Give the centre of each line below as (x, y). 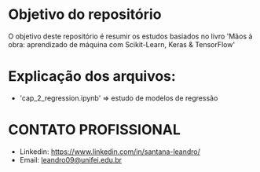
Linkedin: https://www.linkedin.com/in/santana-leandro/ (110, 152)
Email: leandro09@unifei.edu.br (71, 159)
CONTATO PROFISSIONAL (94, 130)
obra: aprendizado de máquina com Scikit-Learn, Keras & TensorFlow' (122, 44)
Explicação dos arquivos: (92, 77)
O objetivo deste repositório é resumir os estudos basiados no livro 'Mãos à (130, 36)
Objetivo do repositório (85, 15)
